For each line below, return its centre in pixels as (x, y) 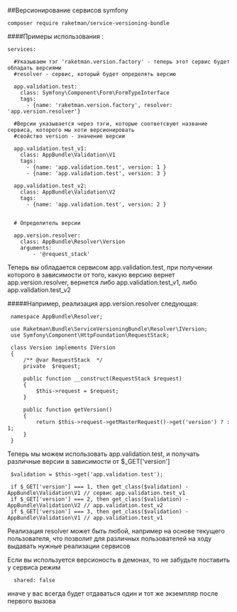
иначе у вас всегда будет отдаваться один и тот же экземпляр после (113, 594)
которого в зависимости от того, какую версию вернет (91, 275)
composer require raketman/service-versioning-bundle (89, 23)
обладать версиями (34, 68)
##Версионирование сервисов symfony (68, 10)
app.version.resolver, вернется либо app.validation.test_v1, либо (102, 282)
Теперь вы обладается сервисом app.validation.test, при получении (110, 267)
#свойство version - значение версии (70, 136)
